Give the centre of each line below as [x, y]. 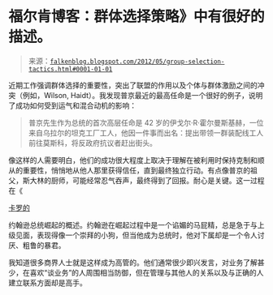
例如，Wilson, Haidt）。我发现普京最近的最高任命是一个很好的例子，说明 [143, 95]
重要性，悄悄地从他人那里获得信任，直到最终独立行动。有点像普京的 [136, 170]
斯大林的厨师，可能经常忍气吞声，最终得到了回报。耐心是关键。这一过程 [143, 180]
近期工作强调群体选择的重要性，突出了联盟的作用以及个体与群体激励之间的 [133, 85]
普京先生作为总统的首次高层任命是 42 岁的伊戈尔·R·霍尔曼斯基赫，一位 [146, 122]
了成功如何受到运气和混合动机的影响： [72, 105]
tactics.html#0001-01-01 [70, 69]
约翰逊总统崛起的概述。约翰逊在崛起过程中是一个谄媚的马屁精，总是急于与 [133, 224]
